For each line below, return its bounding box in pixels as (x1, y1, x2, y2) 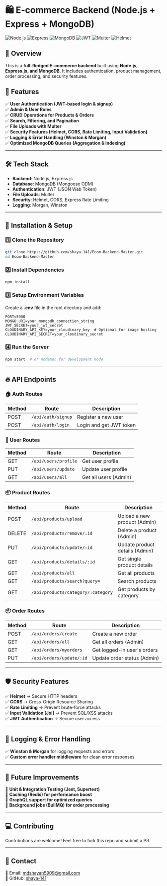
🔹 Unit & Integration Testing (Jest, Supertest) (5, 786, 100, 792)
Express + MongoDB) (5, 18, 94, 30)
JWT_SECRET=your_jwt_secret (5, 323, 64, 328)
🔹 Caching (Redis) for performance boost (5, 791, 92, 797)
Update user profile (82, 466, 128, 473)
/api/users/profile (31, 458, 78, 464)
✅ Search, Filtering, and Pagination (5, 117, 80, 123)
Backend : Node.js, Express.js (12, 176, 73, 182)
